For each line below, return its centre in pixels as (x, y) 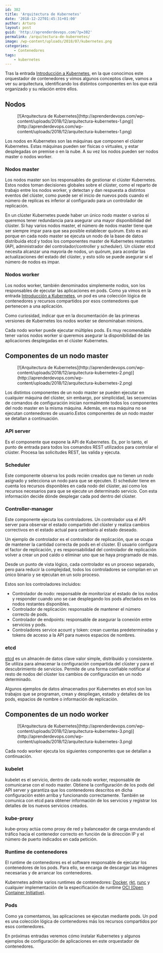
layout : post (18, 28)
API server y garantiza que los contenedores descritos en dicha (69, 790)
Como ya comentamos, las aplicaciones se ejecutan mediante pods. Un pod (81, 916)
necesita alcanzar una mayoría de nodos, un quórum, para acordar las (75, 251)
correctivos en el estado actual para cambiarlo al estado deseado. (71, 530)
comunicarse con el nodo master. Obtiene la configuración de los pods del (80, 785)
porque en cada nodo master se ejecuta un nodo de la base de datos (74, 236)
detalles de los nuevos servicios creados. (47, 806)
